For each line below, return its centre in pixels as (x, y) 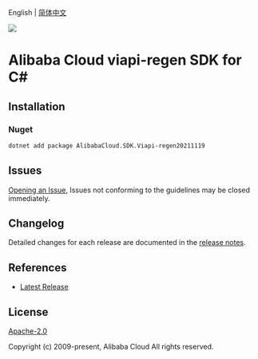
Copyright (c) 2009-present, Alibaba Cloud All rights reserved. (111, 347)
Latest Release (44, 287)
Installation (37, 107)
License (28, 312)
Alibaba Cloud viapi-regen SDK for (125, 60)
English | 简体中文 (38, 12)
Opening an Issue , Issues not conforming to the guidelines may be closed (129, 190)
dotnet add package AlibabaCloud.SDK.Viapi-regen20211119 (107, 146)
